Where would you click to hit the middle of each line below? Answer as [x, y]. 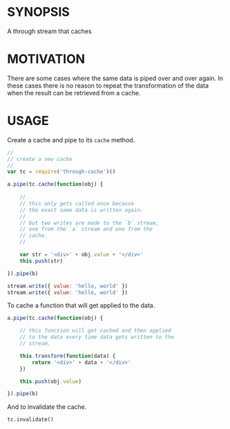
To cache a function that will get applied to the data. [81, 305]
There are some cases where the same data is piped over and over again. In [115, 78]
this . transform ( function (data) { [68, 356]
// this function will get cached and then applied [95, 331]
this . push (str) [41, 261]
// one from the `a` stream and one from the [86, 229]
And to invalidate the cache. [47, 407]
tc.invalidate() [30, 420]
